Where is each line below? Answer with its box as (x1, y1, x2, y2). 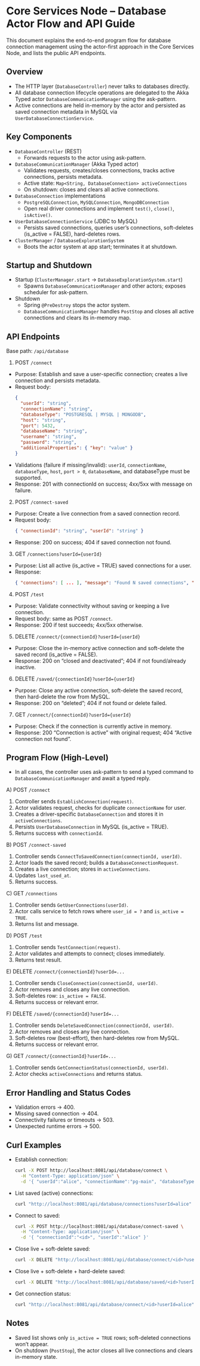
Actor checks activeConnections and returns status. (14, 1071, 143, 1078)
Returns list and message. (14, 920, 79, 928)
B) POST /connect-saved (6, 841, 66, 849)
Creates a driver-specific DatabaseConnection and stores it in (14, 810, 164, 818)
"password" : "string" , (20, 440, 77, 446)
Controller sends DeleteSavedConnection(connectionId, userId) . (14, 1022, 174, 1029)
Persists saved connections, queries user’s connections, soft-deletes (23, 224, 194, 231)
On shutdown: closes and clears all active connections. (23, 185, 160, 193)
